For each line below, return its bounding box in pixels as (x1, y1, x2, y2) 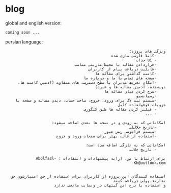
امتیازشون (17, 174, 39, 179)
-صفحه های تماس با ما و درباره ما (83, 75, 157, 81)
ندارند (152, 178, 166, 183)
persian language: (5, 39, 43, 45)
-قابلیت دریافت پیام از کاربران (88, 66, 157, 71)
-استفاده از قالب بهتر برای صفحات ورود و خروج (56, 133, 157, 138)
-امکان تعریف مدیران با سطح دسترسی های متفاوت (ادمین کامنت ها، (17, 80, 157, 85)
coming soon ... (5, 30, 40, 35)
